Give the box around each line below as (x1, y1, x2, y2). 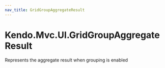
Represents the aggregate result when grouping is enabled (5, 57, 128, 63)
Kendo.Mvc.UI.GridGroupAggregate (5, 29, 160, 41)
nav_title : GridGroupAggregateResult (5, 7, 85, 13)
